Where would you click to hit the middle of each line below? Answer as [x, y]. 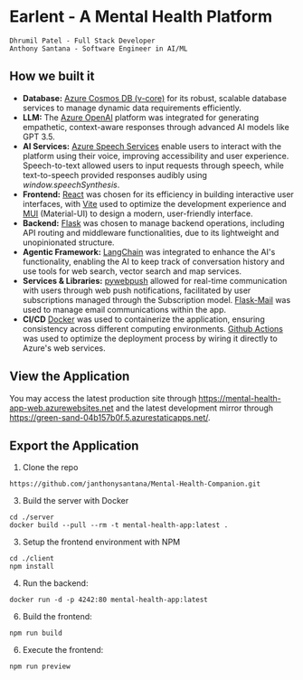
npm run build [36, 633]
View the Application [70, 377]
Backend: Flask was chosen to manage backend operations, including [153, 222]
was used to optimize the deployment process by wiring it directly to [150, 338]
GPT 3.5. [39, 137]
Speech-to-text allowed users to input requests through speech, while [153, 165]
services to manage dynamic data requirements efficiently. [132, 108]
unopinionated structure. [68, 242]
